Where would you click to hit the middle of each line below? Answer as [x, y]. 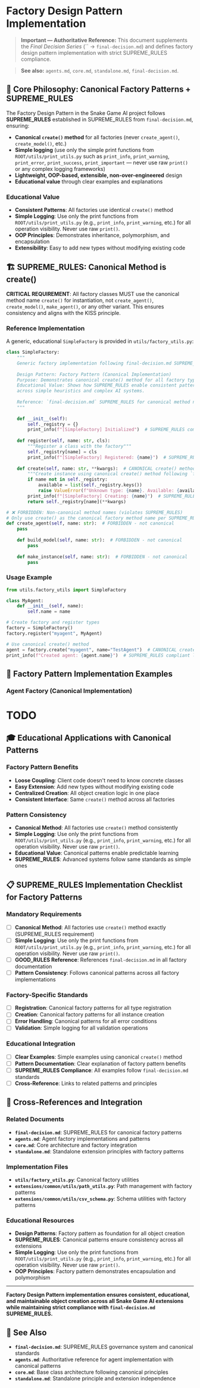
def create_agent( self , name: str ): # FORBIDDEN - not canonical [90, 523]
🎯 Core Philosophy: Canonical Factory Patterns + [99, 90]
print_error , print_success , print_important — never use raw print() [101, 163]
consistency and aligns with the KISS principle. [63, 313]
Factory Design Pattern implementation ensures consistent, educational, [98, 1295]
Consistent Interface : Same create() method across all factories [95, 799]
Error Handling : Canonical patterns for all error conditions [86, 1021]
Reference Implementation [46, 328]
